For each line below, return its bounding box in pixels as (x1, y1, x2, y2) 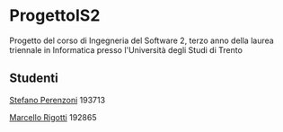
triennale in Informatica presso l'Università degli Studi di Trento (9, 44, 243, 55)
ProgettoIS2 (9, 5, 101, 26)
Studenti (9, 71, 58, 86)
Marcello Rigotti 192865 (9, 111, 97, 122)
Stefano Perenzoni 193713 (9, 94, 106, 105)
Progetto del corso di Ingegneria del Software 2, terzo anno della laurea (9, 35, 274, 46)
